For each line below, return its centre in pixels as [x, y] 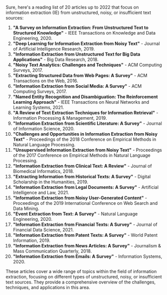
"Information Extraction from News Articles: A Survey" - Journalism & [87, 246]
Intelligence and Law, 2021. [41, 193]
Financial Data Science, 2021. [43, 230]
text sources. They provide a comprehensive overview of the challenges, [81, 282]
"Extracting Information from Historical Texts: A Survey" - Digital [82, 177]
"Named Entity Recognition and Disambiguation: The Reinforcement [85, 97]
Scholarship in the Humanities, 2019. [50, 182]
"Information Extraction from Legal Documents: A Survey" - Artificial [86, 187]
